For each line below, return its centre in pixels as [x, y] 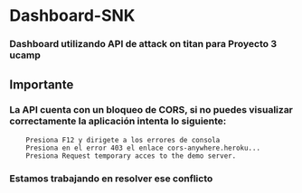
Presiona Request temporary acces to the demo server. [131, 156]
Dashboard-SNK [72, 16]
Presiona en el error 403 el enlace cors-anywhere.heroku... [143, 148]
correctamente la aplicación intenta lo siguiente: [118, 121]
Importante [42, 84]
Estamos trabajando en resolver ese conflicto [111, 179]
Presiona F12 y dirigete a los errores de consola [123, 140]
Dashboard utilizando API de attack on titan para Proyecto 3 [143, 44]
